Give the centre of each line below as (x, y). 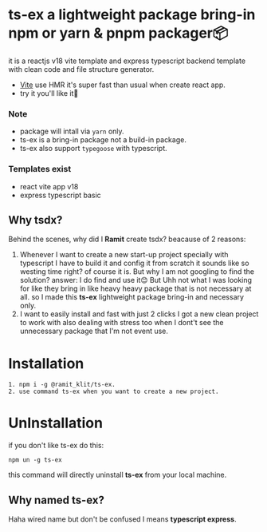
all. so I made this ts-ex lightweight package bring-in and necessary (132, 297)
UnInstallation (56, 423)
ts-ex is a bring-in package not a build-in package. (103, 140)
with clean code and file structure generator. (81, 69)
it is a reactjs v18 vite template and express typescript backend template (127, 61)
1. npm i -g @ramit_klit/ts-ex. (62, 385)
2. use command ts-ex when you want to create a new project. (114, 392)
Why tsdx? (35, 220)
